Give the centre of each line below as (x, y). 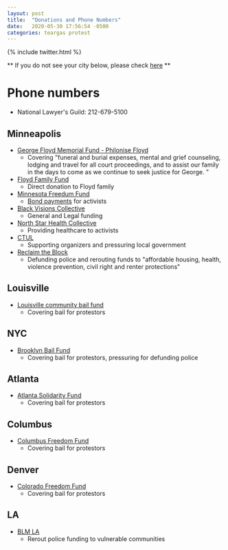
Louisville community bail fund (60, 304)
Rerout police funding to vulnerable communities (96, 538)
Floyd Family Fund (43, 179)
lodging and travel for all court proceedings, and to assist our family (123, 165)
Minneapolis (34, 133)
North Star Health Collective (57, 223)
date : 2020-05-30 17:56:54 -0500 (58, 26)
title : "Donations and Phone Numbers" (64, 20)
